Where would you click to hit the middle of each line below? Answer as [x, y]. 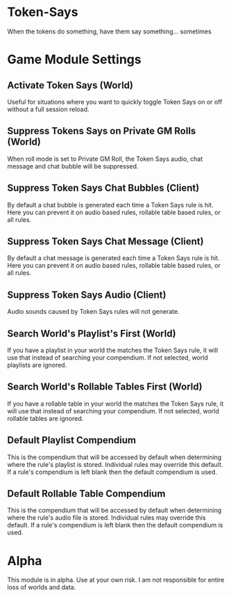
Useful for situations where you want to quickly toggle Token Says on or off [115, 102]
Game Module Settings [74, 59]
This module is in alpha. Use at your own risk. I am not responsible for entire [116, 580]
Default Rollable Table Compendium [86, 494]
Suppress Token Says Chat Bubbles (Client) [103, 188]
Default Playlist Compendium [72, 440]
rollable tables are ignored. [45, 418]
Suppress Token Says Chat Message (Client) [105, 241]
